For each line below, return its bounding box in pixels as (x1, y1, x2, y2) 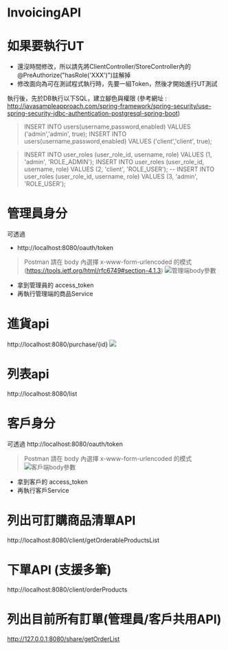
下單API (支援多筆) (7, 562, 112, 578)
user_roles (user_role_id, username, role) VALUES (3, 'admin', (23, 172, 198, 181)
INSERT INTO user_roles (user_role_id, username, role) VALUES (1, (23, 150, 212, 159)
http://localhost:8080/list (7, 390, 78, 398)
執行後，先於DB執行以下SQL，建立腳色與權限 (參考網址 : (7, 94, 167, 102)
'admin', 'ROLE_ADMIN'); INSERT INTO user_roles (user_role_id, (23, 158, 205, 166)
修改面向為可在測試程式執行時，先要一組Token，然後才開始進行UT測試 (16, 80, 218, 88)
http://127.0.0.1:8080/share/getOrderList (7, 634, 120, 643)
